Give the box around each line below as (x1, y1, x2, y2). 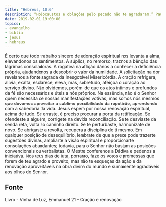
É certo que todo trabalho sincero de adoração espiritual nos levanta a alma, (5, 53, 161, 59)
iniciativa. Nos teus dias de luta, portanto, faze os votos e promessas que (5, 153, 155, 159)
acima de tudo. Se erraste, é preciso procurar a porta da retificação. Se (5, 111, 151, 117)
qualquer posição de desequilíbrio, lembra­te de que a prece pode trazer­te (5, 132, 156, 138)
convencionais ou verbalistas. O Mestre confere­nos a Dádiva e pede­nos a (5, 148, 156, 154)
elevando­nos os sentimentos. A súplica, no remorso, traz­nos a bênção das (5, 58, 157, 64)
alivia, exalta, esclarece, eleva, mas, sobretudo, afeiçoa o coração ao (5, 79, 146, 85)
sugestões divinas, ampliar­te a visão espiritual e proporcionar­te (5, 137, 134, 143)
